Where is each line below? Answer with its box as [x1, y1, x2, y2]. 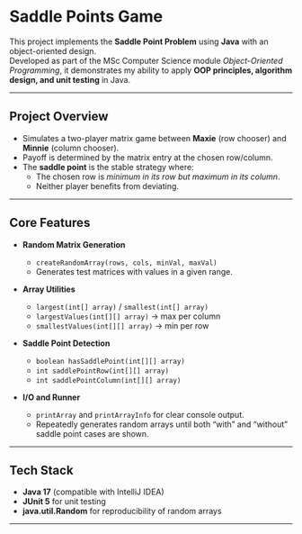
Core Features [9, 215, 91, 231]
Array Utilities [22, 284, 76, 294]
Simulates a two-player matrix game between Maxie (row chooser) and [22, 132, 287, 143]
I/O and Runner [22, 392, 81, 403]
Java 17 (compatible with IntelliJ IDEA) [22, 486, 164, 497]
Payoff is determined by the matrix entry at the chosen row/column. [22, 151, 273, 163]
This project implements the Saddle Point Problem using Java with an [9, 36, 269, 47]
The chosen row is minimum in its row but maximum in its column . [35, 171, 280, 182]
